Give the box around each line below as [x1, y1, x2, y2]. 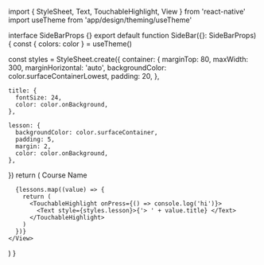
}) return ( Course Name [8, 170, 87, 180]
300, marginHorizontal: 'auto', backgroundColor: [8, 63, 167, 72]
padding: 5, [15, 135, 56, 143]
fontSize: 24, [15, 94, 62, 102]
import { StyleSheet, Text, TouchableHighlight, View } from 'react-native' [8, 7, 247, 16]
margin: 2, [15, 142, 52, 150]
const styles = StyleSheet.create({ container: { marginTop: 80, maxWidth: [8, 55, 249, 64]
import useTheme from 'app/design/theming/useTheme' [8, 15, 192, 25]
